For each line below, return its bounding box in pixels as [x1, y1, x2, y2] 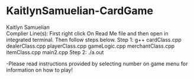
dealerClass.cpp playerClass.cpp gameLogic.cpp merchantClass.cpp [6, 42, 175, 50]
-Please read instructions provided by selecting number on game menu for [6, 60, 188, 67]
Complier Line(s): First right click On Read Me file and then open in [6, 29, 169, 37]
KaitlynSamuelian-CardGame [6, 4, 154, 18]
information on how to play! [6, 66, 73, 73]
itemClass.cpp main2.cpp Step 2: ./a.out [6, 48, 104, 55]
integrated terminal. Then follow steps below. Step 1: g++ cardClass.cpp [6, 36, 182, 43]
